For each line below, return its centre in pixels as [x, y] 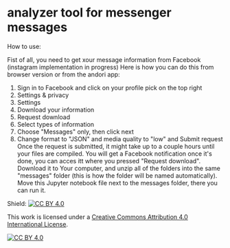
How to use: [24, 46]
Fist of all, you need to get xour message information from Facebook [104, 59]
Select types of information [56, 124]
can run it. [31, 190]
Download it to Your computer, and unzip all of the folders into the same [119, 168]
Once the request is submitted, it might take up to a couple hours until [116, 146]
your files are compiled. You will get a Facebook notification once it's [115, 154]
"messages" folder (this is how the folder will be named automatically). [117, 175]
